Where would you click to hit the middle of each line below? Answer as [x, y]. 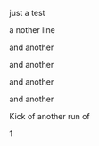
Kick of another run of [50, 116]
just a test [27, 13]
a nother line [32, 30]
